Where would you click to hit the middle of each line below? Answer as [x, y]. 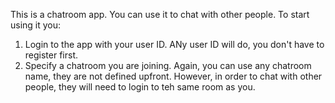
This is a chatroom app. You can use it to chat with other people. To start [160, 14]
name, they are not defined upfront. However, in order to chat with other [173, 76]
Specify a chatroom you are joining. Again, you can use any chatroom [168, 65]
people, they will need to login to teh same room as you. [140, 87]
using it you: [36, 25]
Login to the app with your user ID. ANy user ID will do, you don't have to [174, 44]
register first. [51, 55]
